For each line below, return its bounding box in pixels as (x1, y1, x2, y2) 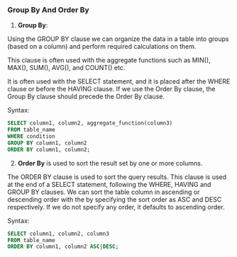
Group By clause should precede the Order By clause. (7, 92, 165, 101)
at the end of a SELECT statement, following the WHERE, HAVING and (7, 180, 211, 188)
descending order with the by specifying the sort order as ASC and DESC (7, 195, 222, 203)
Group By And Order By (7, 5, 90, 15)
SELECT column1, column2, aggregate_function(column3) (7, 120, 173, 127)
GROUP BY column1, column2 (7, 139, 87, 147)
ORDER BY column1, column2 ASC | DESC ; (7, 243, 119, 251)
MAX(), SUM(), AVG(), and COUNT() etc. (7, 64, 126, 72)
